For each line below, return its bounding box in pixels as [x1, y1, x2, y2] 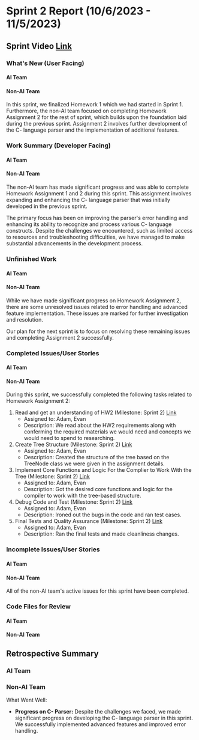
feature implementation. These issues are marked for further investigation [6, 310, 189, 317]
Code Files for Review [6, 602, 71, 611]
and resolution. [6, 316, 43, 323]
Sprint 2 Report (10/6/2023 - [6, 4, 151, 18]
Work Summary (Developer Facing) [6, 141, 111, 150]
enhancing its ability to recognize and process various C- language [6, 221, 172, 228]
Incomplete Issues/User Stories [6, 545, 100, 554]
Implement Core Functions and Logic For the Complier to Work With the [14, 466, 192, 474]
